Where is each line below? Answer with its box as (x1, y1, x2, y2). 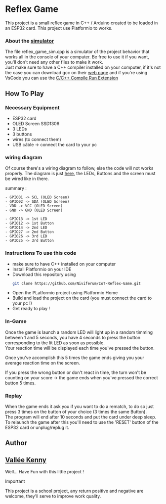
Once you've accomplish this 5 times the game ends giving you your (5, 355, 145, 361)
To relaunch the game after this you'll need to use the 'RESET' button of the (5, 419, 159, 425)
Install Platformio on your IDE (12, 266, 72, 272)
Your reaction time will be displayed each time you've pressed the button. (5, 345, 155, 351)
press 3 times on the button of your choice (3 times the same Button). (5, 409, 147, 414)
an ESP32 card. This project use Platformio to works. (5, 25, 113, 31)
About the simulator (5, 37, 54, 44)
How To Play (5, 89, 44, 97)
